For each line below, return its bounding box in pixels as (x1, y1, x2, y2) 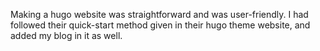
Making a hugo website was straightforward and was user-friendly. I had (10, 9, 309, 20)
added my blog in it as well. (10, 30, 123, 41)
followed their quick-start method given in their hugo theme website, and (10, 19, 311, 31)
